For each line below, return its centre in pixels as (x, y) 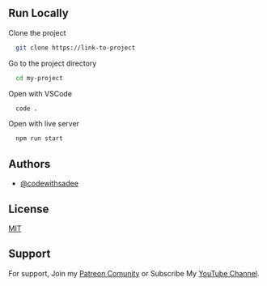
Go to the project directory (53, 63)
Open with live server (44, 124)
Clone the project (37, 32)
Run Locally (38, 13)
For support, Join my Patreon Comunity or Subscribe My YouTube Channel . (134, 273)
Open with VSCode (40, 93)
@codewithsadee (49, 184)
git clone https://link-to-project (76, 48)
